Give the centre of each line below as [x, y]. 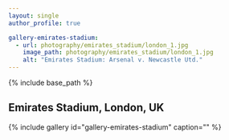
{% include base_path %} [51, 82]
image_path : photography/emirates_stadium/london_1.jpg [119, 53]
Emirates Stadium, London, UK [86, 108]
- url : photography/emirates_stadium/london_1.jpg [102, 45]
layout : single [34, 16]
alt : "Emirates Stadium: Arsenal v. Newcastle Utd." [113, 60]
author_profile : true [45, 23]
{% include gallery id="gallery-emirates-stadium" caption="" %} [115, 127]
